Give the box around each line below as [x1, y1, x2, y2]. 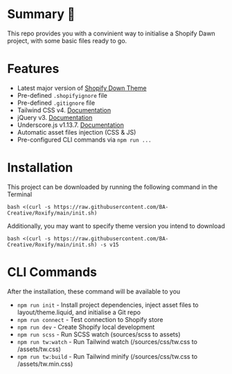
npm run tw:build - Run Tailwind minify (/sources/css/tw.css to [17, 352, 198, 360]
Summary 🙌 [7, 6, 75, 22]
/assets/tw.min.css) [17, 359, 73, 368]
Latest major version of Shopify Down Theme [17, 83, 147, 92]
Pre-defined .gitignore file [17, 99, 96, 107]
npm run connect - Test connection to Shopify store [17, 315, 163, 323]
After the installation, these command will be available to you [7, 287, 181, 296]
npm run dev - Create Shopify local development [17, 323, 155, 331]
